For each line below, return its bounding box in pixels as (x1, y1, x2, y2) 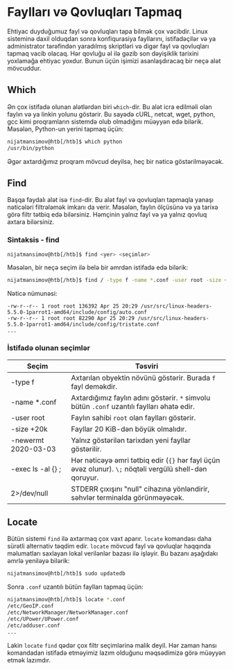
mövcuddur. (7, 64, 42, 72)
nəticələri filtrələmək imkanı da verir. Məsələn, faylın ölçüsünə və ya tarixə (7, 203, 218, 212)
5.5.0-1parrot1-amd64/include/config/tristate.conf (7, 321, 159, 328)
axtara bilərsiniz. (7, 218, 55, 226)
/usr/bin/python (7, 144, 54, 151)
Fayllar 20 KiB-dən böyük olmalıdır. (71, 424, 187, 434)
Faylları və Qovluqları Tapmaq (7, 4, 182, 20)
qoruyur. (71, 473, 99, 483)
